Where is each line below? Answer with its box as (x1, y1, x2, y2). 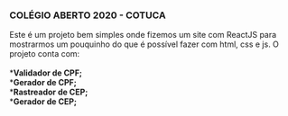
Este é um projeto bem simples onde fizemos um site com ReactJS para (9, 30, 277, 40)
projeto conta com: (9, 49, 80, 59)
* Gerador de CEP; (9, 96, 78, 107)
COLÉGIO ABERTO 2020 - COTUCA (9, 9, 166, 22)
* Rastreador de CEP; (9, 86, 88, 98)
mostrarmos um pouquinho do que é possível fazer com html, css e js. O (9, 39, 280, 49)
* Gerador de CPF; (9, 77, 77, 88)
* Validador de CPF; (9, 67, 83, 78)
